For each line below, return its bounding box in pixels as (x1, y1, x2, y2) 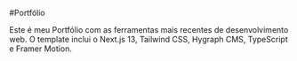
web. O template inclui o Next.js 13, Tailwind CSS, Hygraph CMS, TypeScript (9, 34, 288, 44)
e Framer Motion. (9, 43, 73, 54)
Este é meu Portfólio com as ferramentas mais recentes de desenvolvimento (9, 25, 289, 34)
